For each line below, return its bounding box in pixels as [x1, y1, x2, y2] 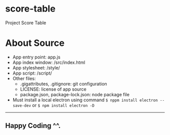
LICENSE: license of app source [20, 86, 87, 92]
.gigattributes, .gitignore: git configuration [20, 81, 107, 87]
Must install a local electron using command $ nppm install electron [12, 97, 158, 103]
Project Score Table [5, 20, 47, 26]
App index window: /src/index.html [12, 59, 86, 65]
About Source [5, 37, 65, 49]
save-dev [12, 103, 31, 108]
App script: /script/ [12, 70, 52, 76]
